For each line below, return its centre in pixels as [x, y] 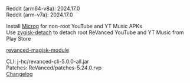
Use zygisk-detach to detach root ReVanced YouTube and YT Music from [95, 32]
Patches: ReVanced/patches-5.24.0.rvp [54, 68]
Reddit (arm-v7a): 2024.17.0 [40, 15]
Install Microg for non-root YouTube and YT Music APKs [74, 26]
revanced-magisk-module [38, 50]
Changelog [19, 74]
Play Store [19, 39]
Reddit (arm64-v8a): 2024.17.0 [43, 9]
